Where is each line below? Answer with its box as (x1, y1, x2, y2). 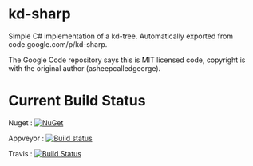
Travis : (8, 148, 33, 158)
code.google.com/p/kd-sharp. (8, 39, 108, 49)
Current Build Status (8, 92, 146, 110)
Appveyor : (8, 133, 45, 143)
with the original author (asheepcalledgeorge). (8, 63, 161, 73)
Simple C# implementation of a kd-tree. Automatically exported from (8, 31, 234, 41)
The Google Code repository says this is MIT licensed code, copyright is (8, 55, 246, 65)
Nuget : (8, 117, 34, 128)
